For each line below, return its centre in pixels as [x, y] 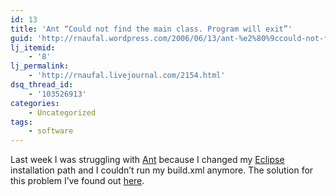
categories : [35, 103]
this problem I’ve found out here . [77, 181]
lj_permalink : [40, 66]
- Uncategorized [62, 112]
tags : [21, 122]
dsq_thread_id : [42, 85]
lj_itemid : [33, 47]
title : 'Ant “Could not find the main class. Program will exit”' [151, 29]
